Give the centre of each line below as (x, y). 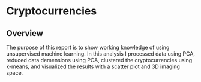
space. (15, 73)
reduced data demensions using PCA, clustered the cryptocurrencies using (99, 60)
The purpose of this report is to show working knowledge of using (88, 47)
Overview (25, 33)
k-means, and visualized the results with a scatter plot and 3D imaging (93, 66)
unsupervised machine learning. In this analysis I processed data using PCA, (101, 54)
